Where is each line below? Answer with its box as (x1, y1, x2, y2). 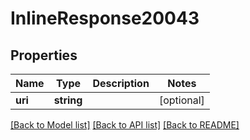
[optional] (158, 93, 205, 107)
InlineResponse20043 (10, 7, 200, 30)
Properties (10, 47, 78, 64)
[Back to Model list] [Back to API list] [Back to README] (10, 119, 240, 131)
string (53, 93, 83, 107)
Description (92, 77, 150, 90)
